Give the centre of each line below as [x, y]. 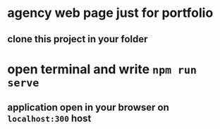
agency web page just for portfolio [110, 13]
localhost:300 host [49, 119]
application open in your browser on [88, 107]
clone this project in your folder [78, 39]
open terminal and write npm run [102, 69]
